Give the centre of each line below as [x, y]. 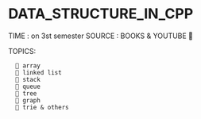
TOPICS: [22, 51]
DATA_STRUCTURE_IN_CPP [101, 14]
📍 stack [28, 79]
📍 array [28, 65]
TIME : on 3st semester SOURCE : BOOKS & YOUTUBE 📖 [100, 36]
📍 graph [28, 100]
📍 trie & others [42, 107]
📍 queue [28, 86]
